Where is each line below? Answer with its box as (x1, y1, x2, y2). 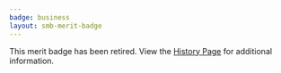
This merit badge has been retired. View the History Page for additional (9, 45, 272, 56)
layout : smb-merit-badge (9, 21, 102, 30)
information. (9, 55, 55, 66)
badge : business (9, 12, 70, 22)
